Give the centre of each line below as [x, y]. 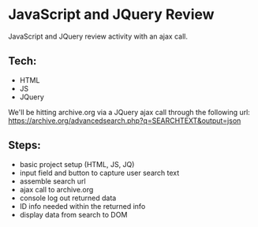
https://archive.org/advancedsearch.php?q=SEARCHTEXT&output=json [125, 121]
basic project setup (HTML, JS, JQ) [77, 164]
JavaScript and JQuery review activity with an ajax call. [98, 36]
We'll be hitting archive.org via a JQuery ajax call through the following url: [129, 112]
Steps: [24, 145]
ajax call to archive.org [56, 189]
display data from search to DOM [73, 214]
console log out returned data [68, 198]
